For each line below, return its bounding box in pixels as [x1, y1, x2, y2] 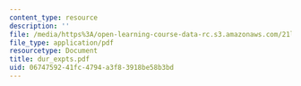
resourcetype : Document [9, 47, 99, 56]
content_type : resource [9, 13, 99, 22]
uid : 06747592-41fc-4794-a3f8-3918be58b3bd [9, 64, 175, 73]
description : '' [9, 21, 70, 30]
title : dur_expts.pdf [9, 55, 90, 64]
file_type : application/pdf [9, 38, 115, 47]
